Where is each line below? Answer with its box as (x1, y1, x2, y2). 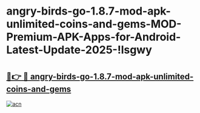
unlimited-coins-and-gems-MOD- (6, 17, 182, 31)
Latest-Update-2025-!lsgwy (6, 43, 153, 57)
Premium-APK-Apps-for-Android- (6, 30, 181, 44)
